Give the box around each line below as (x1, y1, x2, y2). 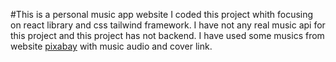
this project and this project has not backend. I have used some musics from (10, 30, 325, 41)
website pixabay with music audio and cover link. (10, 40, 213, 52)
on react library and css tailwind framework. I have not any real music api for (10, 19, 326, 31)
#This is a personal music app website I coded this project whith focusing (10, 9, 314, 20)
